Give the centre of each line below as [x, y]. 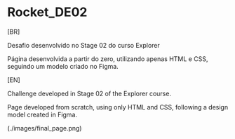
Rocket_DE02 [47, 12]
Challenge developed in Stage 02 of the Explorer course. [89, 93]
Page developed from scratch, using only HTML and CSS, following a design [118, 107]
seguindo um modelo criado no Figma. [63, 66]
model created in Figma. [42, 114]
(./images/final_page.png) [45, 128]
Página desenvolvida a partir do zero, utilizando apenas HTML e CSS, [108, 59]
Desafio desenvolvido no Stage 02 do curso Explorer [83, 45]
